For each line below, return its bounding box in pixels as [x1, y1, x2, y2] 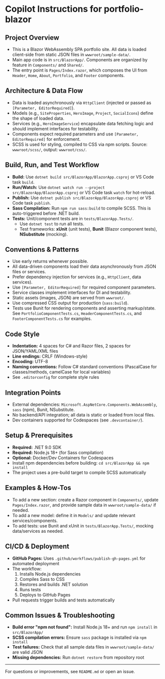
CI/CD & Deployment [5, 542, 70, 550]
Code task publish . [12, 200, 51, 206]
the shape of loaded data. [12, 115, 65, 121]
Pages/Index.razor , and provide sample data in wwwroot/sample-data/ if [12, 502, 156, 508]
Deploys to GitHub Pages [19, 592, 71, 598]
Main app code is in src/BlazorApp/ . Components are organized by [12, 57, 148, 62]
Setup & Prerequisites [5, 431, 73, 440]
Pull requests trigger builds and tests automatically [12, 597, 115, 603]
